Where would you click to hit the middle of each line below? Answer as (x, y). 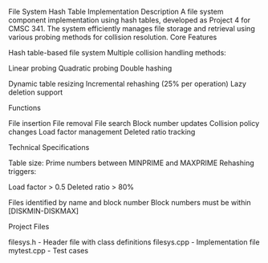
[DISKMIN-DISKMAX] (43, 211)
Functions (25, 108)
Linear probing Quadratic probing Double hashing (90, 68)
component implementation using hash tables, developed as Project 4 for (130, 20)
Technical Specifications (49, 147)
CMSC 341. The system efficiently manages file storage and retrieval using (132, 28)
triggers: (22, 171)
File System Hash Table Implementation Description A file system (116, 12)
